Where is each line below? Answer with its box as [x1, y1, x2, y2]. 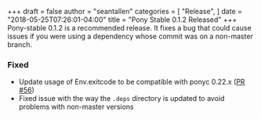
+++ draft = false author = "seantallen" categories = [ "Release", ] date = [7, 7, 243, 16]
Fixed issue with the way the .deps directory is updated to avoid [18, 94, 225, 103]
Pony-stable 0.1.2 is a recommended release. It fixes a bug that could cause [7, 23, 252, 32]
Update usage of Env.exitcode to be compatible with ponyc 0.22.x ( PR [18, 78, 245, 87]
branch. [7, 40, 33, 49]
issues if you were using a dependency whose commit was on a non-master [7, 31, 254, 41]
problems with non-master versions [18, 102, 134, 112]
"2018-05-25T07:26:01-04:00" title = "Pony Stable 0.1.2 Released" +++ [7, 15, 237, 24]
